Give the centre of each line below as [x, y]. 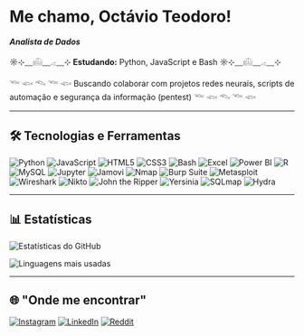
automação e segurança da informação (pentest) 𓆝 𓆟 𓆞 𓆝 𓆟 [133, 97]
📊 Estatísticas [51, 220]
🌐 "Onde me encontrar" [78, 300]
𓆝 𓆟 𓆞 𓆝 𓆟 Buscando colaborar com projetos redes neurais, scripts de [152, 83]
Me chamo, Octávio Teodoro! [121, 17]
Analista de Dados [45, 42]
